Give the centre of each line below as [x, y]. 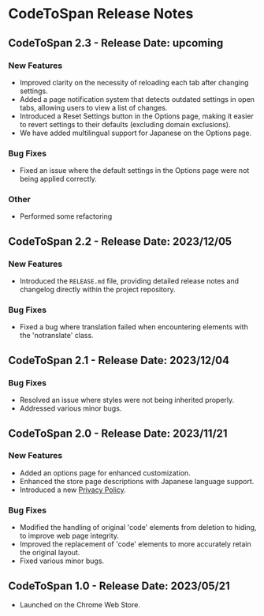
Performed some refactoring [66, 216]
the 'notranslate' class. [56, 336]
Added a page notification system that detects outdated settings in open [137, 99]
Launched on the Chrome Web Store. [80, 604]
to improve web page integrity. [69, 536]
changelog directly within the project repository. [97, 290]
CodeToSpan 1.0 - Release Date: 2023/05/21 [119, 586]
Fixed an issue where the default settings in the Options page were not [134, 171]
